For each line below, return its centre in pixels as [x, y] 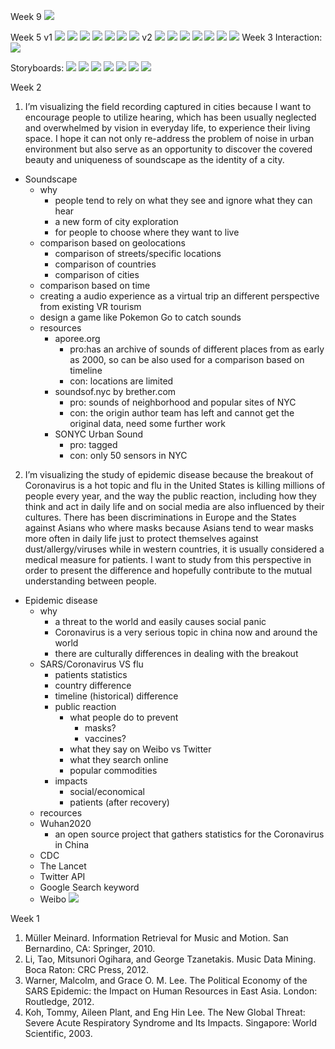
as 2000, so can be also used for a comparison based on [187, 359]
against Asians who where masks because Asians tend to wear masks [169, 528]
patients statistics [91, 674]
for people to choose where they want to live [147, 232]
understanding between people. [90, 581]
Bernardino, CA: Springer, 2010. [90, 948]
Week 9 [26, 16]
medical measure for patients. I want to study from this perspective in [168, 559]
